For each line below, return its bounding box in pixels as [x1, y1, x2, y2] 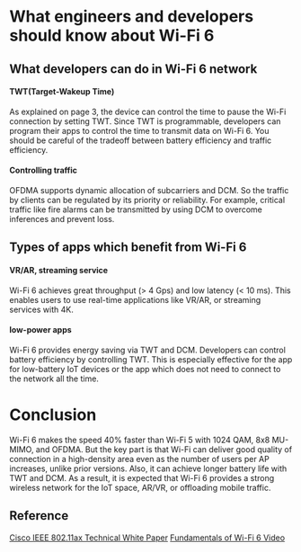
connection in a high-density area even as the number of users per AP [9, 453, 270, 464]
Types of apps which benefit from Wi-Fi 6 [9, 240, 247, 255]
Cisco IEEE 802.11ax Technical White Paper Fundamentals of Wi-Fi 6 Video [9, 532, 286, 543]
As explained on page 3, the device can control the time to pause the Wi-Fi [9, 106, 287, 117]
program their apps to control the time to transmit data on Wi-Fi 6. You [9, 125, 270, 136]
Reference [9, 508, 69, 523]
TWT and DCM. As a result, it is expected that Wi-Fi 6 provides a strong [9, 472, 275, 483]
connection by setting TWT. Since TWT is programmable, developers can [9, 115, 281, 127]
